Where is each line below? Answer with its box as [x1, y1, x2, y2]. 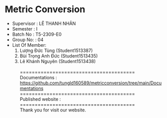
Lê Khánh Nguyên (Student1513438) [19, 58, 96, 64]
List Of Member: [12, 42, 46, 48]
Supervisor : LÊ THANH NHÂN [12, 20, 76, 26]
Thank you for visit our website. [19, 107, 87, 113]
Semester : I [12, 25, 38, 32]
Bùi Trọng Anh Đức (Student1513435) [19, 52, 98, 59]
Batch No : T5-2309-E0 [12, 31, 62, 37]
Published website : [19, 96, 61, 102]
